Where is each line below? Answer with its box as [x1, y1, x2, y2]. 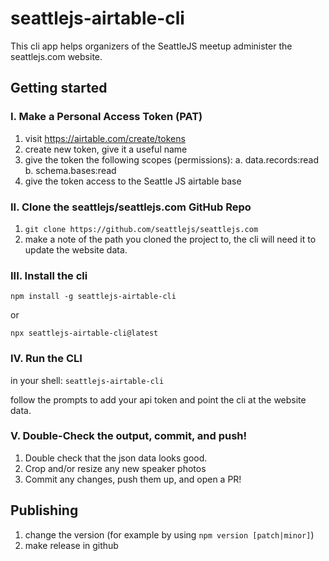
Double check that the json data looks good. [24, 452, 208, 464]
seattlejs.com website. [10, 50, 103, 62]
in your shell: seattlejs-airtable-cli [10, 374, 165, 386]
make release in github [24, 539, 119, 551]
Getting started [10, 80, 108, 97]
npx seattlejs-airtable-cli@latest [10, 328, 159, 339]
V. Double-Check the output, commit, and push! [10, 429, 248, 443]
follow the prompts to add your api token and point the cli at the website [10, 393, 307, 406]
